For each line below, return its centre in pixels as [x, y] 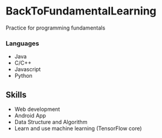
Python [23, 76]
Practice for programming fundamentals [56, 28]
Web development [37, 109]
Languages [23, 43]
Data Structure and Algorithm [51, 122]
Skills [16, 95]
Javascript [28, 69]
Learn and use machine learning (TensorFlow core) [78, 128]
